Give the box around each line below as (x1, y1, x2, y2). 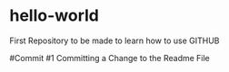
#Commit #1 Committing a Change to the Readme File (9, 52, 211, 63)
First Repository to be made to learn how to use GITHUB (9, 35, 220, 46)
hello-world (9, 5, 100, 26)
